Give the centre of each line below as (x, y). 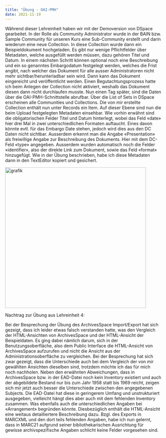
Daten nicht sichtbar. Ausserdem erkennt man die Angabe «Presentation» (80, 134)
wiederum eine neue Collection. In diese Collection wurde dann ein (74, 44)
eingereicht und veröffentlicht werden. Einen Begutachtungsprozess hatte (81, 81)
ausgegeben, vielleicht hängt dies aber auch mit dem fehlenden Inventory (80, 398)
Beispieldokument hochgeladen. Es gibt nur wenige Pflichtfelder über (76, 50)
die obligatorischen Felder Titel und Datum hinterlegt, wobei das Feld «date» (83, 118)
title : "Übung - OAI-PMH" (32, 10)
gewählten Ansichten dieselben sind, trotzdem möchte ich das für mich (78, 367)
